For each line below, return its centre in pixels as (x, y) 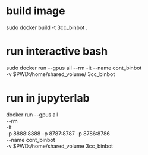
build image (36, 11)
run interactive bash (57, 51)
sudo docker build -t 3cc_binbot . (47, 27)
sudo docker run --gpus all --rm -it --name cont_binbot (74, 68)
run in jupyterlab (48, 98)
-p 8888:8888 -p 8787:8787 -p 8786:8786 (58, 133)
